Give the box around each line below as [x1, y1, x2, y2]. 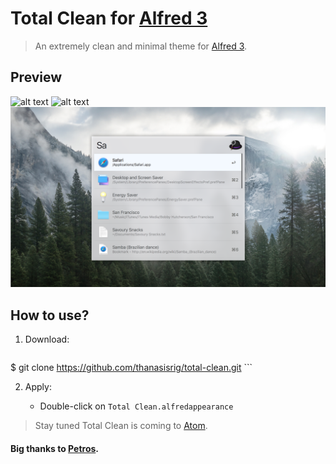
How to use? [10, 307, 90, 324]
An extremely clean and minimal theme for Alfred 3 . [34, 40, 248, 52]
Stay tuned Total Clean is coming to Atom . [34, 419, 208, 431]
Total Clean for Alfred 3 [10, 7, 208, 30]
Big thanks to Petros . [10, 442, 100, 454]
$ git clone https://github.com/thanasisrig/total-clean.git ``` [10, 361, 253, 373]
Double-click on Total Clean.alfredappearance [39, 400, 234, 412]
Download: [24, 333, 70, 345]
